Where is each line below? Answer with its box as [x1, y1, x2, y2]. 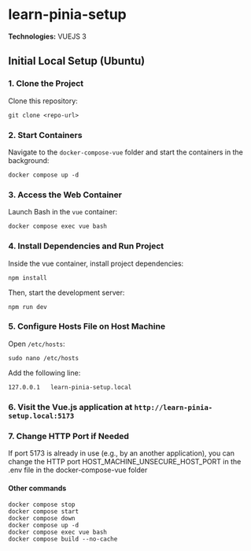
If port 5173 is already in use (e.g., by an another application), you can [8, 449, 234, 458]
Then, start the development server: [8, 288, 125, 297]
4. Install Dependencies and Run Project [8, 240, 164, 251]
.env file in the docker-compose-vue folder [8, 465, 148, 475]
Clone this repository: [8, 96, 79, 106]
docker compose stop [8, 501, 76, 509]
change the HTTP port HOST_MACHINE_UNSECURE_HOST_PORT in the [8, 457, 242, 467]
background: [8, 155, 50, 165]
